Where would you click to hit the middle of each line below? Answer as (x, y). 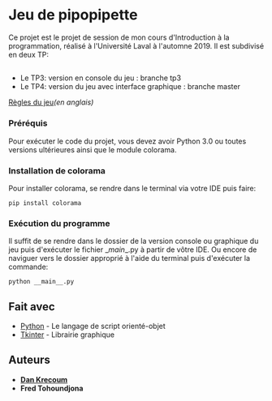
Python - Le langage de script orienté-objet (93, 326)
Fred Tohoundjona (52, 388)
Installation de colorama (57, 170)
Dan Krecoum (44, 379)
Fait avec (32, 307)
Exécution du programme (60, 223)
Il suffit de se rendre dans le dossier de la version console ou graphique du (134, 241)
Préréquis (28, 123)
